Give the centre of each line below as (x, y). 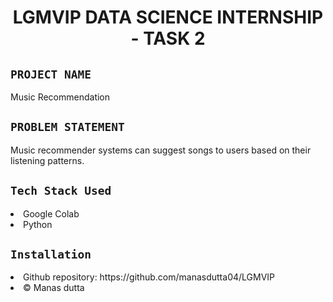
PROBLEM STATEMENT (67, 127)
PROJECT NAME (51, 74)
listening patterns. (47, 160)
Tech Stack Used (61, 191)
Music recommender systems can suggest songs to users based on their (161, 150)
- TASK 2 (168, 38)
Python (38, 224)
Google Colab (51, 213)
